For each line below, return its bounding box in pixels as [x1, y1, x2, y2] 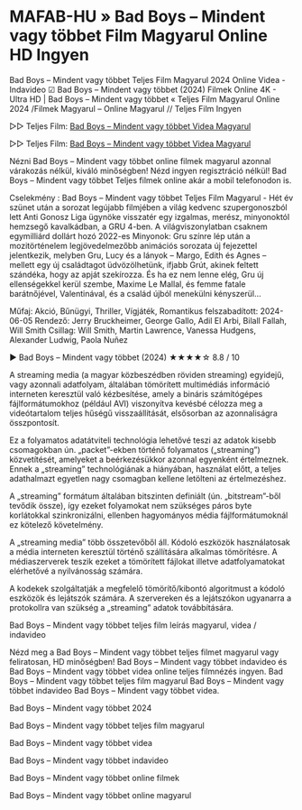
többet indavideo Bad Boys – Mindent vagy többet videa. [9, 685, 220, 695]
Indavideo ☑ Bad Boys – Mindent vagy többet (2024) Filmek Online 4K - [9, 84, 277, 95]
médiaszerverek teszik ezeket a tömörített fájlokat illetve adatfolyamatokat [9, 556, 286, 566]
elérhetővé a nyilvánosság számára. [9, 566, 143, 576]
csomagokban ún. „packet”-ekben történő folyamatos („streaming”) [9, 444, 261, 455]
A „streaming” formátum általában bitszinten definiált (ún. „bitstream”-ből [9, 490, 281, 502]
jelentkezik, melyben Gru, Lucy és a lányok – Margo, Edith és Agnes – [9, 250, 267, 261]
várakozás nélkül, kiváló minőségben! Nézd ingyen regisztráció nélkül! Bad [9, 165, 287, 176]
